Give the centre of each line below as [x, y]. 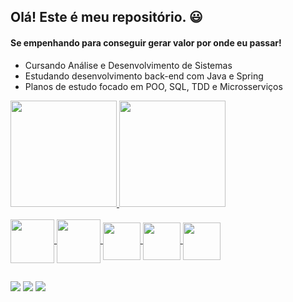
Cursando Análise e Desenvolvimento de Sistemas [128, 65]
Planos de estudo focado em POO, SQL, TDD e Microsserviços [153, 86]
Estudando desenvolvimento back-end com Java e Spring [144, 76]
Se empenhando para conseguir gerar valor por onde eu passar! [146, 42]
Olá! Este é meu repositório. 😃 [106, 17]
